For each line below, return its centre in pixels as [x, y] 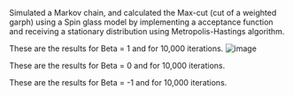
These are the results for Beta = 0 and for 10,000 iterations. [117, 66]
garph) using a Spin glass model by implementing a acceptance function [141, 22]
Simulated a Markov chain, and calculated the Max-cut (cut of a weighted [143, 13]
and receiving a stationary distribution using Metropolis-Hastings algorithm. [147, 31]
